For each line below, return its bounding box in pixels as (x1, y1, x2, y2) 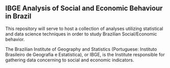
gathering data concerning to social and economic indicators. (5, 57, 134, 63)
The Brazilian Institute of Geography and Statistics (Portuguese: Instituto (5, 46, 157, 52)
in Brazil (5, 12, 32, 21)
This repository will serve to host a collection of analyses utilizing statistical (5, 25, 163, 31)
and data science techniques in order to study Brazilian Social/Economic (5, 30, 157, 37)
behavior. (5, 36, 25, 42)
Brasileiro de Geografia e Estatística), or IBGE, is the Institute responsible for (5, 51, 165, 57)
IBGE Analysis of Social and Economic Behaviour (5, 4, 163, 13)
